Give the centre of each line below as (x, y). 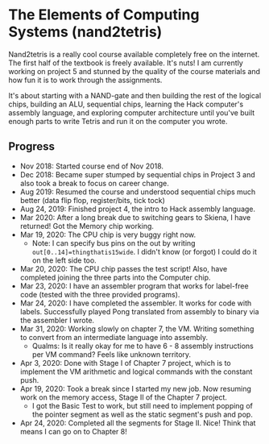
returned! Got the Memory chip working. (87, 226)
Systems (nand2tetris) (85, 32)
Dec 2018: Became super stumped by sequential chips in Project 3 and (137, 174)
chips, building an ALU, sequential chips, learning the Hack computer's (126, 104)
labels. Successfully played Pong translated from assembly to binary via (139, 311)
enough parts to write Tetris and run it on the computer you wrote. (118, 121)
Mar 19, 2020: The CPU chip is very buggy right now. (108, 234)
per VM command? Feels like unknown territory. (112, 354)
